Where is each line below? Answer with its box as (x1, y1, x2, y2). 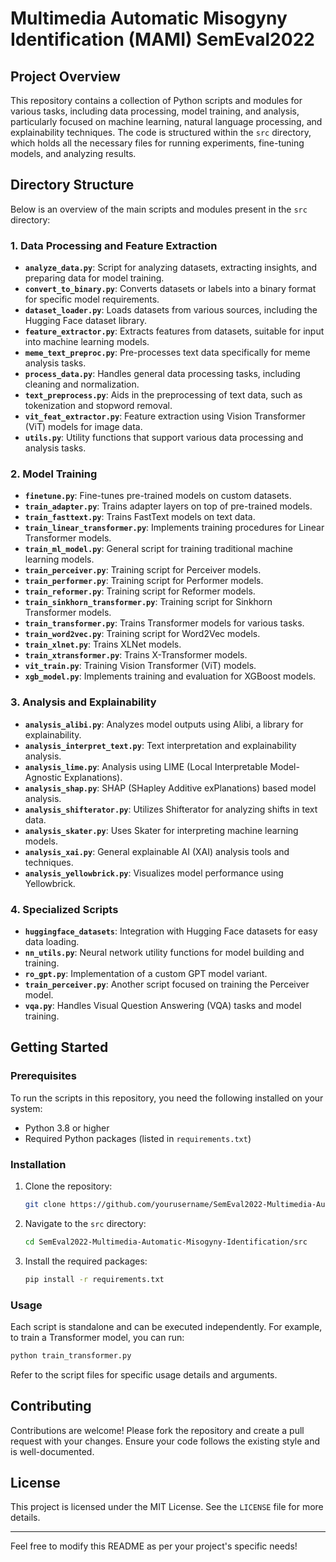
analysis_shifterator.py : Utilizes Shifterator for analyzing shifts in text (24, 803, 318, 815)
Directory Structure (10, 177, 135, 194)
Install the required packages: (24, 1255, 148, 1267)
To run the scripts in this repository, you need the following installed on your (10, 1092, 324, 1104)
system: (10, 1102, 43, 1114)
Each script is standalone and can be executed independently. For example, (10, 1320, 323, 1332)
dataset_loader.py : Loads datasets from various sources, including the (24, 304, 318, 316)
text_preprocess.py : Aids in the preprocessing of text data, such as (24, 389, 303, 401)
